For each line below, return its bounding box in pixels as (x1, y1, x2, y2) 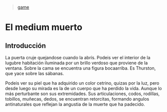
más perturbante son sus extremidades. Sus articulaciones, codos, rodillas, (5, 91, 160, 97)
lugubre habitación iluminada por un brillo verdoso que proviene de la (5, 60, 148, 66)
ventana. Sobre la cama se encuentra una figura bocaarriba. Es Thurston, (5, 65, 156, 71)
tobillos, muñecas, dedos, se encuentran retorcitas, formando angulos (5, 96, 150, 102)
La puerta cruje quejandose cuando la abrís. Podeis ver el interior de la (5, 55, 151, 60)
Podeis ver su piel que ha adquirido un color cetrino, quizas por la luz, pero (5, 80, 160, 86)
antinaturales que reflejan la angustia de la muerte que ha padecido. (5, 102, 146, 107)
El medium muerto (5, 22, 83, 33)
